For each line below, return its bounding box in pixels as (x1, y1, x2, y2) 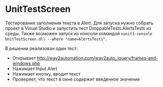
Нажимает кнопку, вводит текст (12, 71, 81, 77)
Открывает (12, 55, 36, 61)
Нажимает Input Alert (12, 66, 58, 72)
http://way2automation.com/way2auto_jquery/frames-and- (37, 55, 158, 61)
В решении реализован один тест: (5, 45, 78, 51)
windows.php (12, 60, 40, 66)
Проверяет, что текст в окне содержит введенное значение (12, 76, 140, 82)
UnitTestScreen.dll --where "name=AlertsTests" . (5, 36, 107, 42)
